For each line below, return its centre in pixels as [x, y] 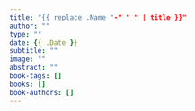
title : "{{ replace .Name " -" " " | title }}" [98, 17]
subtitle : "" [34, 51]
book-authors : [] [42, 92]
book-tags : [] [36, 76]
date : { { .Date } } [44, 43]
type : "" [26, 34]
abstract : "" [34, 68]
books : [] [28, 84]
